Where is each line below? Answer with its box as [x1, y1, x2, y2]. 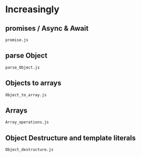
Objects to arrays [5, 79, 61, 87]
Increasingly [5, 4, 60, 15]
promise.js [5, 37, 29, 42]
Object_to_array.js [5, 92, 47, 98]
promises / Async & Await [5, 24, 89, 33]
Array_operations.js [5, 120, 50, 125]
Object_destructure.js [5, 147, 54, 152]
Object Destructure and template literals [5, 133, 136, 142]
